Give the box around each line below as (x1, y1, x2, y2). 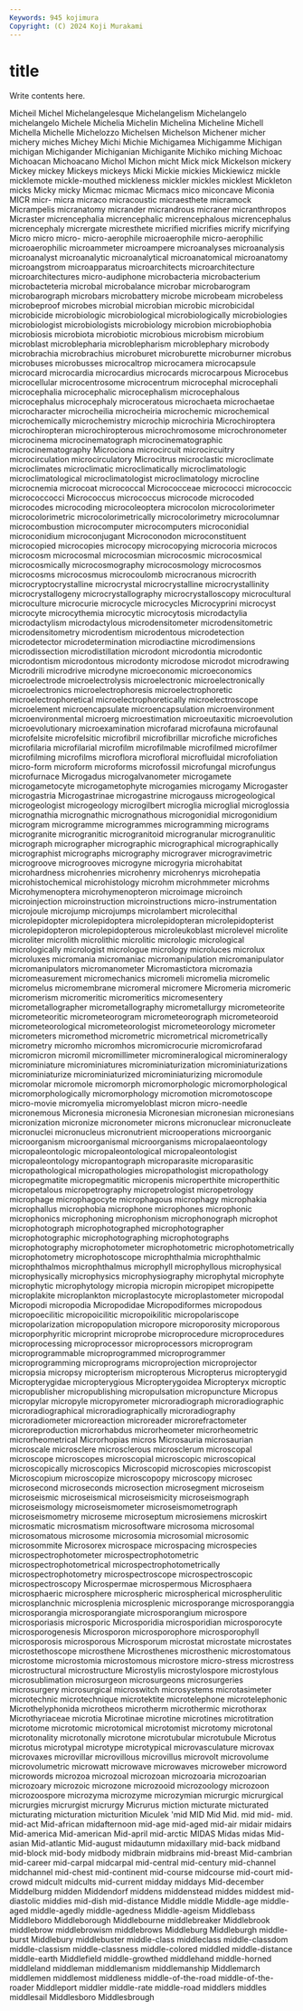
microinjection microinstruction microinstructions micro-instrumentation (9, 896, 278, 907)
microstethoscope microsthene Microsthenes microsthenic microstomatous (9, 1646, 291, 1656)
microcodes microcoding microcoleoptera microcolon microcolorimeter (9, 502, 276, 513)
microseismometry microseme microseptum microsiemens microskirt (9, 1512, 268, 1522)
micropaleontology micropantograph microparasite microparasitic (9, 1155, 254, 1167)
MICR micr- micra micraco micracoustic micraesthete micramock (9, 194, 251, 205)
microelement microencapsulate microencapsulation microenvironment (9, 704, 275, 715)
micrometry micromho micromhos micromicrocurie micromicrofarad (9, 1040, 262, 1051)
